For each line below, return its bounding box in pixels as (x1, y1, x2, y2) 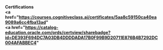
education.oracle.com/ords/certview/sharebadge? (5, 30, 111, 35)
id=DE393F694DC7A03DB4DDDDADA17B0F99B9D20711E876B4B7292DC (5, 35, 158, 40)
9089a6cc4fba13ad (5, 19, 46, 25)
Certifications (5, 4, 34, 10)
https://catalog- (25, 25, 58, 30)
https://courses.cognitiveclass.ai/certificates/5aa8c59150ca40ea (18, 14, 157, 20)
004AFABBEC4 (5, 40, 37, 45)
